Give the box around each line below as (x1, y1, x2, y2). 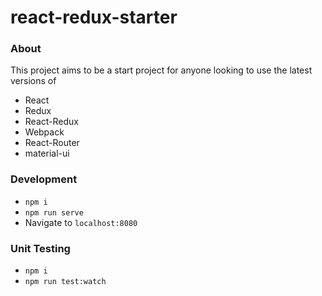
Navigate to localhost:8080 (24, 216, 138, 228)
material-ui (24, 147, 70, 160)
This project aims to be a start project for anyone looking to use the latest (10, 64, 313, 76)
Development (10, 172, 78, 186)
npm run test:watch (24, 277, 107, 287)
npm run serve (24, 207, 84, 218)
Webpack (24, 126, 65, 138)
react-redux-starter (10, 6, 178, 29)
